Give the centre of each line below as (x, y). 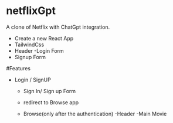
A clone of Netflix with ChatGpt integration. (58, 27)
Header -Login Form (39, 50)
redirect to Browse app (51, 102)
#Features (18, 68)
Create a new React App (44, 38)
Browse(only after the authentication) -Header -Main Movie (95, 114)
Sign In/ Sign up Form (50, 91)
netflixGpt (31, 11)
